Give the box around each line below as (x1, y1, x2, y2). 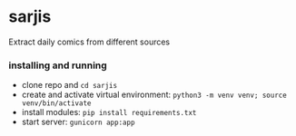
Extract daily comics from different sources (8, 36, 171, 47)
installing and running (8, 59, 108, 72)
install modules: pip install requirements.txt (21, 107, 197, 118)
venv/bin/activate (21, 99, 92, 108)
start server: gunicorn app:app (21, 116, 135, 128)
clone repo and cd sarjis (21, 80, 118, 91)
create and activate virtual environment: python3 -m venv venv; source (21, 89, 287, 101)
